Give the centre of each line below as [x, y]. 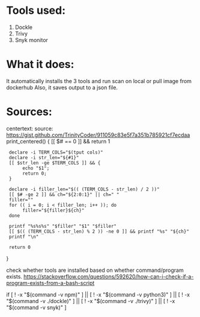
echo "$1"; [36, 168]
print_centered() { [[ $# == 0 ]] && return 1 [58, 141]
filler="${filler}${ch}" [53, 210]
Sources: [29, 112]
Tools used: [36, 11]
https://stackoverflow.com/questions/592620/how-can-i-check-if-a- [109, 276]
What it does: [40, 64]
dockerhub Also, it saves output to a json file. [62, 87]
